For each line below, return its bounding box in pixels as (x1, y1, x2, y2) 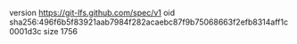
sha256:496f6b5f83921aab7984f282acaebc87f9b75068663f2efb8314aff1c (9, 17, 288, 27)
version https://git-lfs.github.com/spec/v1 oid (9, 8, 176, 18)
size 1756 (43, 26, 78, 36)
